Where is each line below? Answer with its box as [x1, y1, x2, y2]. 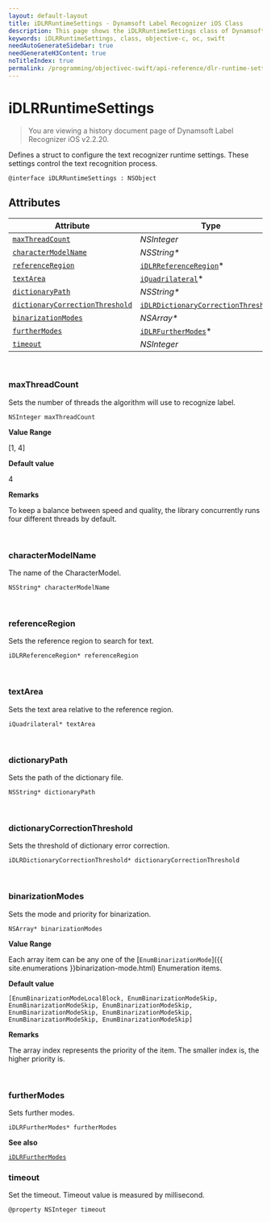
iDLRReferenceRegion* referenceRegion [8, 652, 139, 660]
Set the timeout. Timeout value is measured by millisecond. [8, 1191, 205, 1200]
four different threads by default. [8, 514, 117, 523]
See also [8, 1137, 38, 1147]
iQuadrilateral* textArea [8, 719, 95, 728]
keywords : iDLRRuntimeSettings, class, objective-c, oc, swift [8, 34, 226, 43]
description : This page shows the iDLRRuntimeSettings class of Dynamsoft [8, 27, 265, 35]
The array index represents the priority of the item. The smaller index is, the [8, 1045, 260, 1055]
